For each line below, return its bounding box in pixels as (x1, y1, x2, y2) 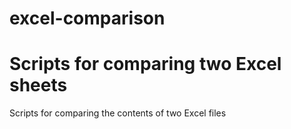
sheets (9, 74, 68, 97)
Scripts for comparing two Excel (9, 53, 282, 76)
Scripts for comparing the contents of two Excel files (9, 107, 227, 119)
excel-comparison (9, 7, 166, 30)
